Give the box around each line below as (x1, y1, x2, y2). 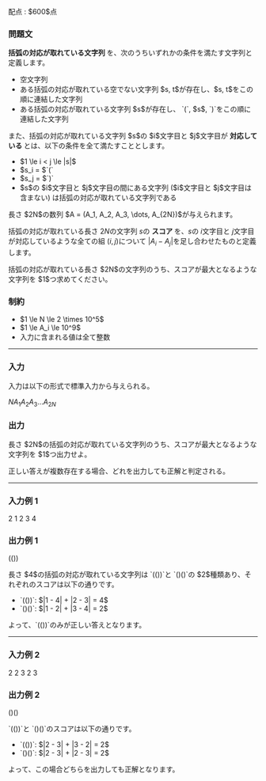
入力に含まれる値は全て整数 (19, 332, 111, 342)
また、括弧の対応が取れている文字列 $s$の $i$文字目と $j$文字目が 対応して (8, 131, 257, 141)
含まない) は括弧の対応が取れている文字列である (19, 193, 177, 203)
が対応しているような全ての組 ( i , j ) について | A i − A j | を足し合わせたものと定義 (8, 237, 257, 248)
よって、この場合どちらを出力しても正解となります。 (8, 764, 180, 774)
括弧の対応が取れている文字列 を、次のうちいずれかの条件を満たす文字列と (8, 48, 253, 58)
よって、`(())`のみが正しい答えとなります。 (8, 620, 146, 630)
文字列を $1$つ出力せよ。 (8, 449, 92, 459)
